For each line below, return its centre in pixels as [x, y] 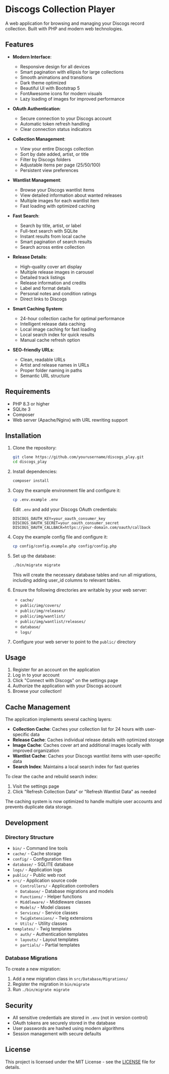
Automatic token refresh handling [55, 124]
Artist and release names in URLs [54, 365]
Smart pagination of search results [56, 242]
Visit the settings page [36, 786]
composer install [31, 481]
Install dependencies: [35, 472]
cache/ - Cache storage [37, 854]
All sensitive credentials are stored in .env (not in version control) [80, 1018]
